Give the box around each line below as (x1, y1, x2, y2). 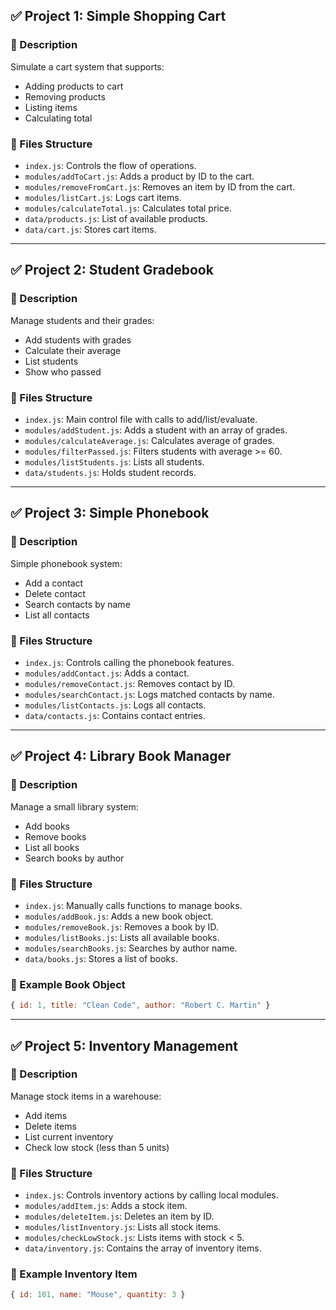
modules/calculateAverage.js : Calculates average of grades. (24, 434, 275, 446)
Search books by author (24, 852, 125, 864)
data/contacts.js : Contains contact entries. (24, 709, 206, 721)
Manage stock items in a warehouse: (10, 1090, 162, 1102)
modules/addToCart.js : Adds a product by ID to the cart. (24, 170, 255, 182)
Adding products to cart (24, 80, 124, 92)
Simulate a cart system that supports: (10, 60, 165, 73)
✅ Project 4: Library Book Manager (10, 748, 232, 765)
